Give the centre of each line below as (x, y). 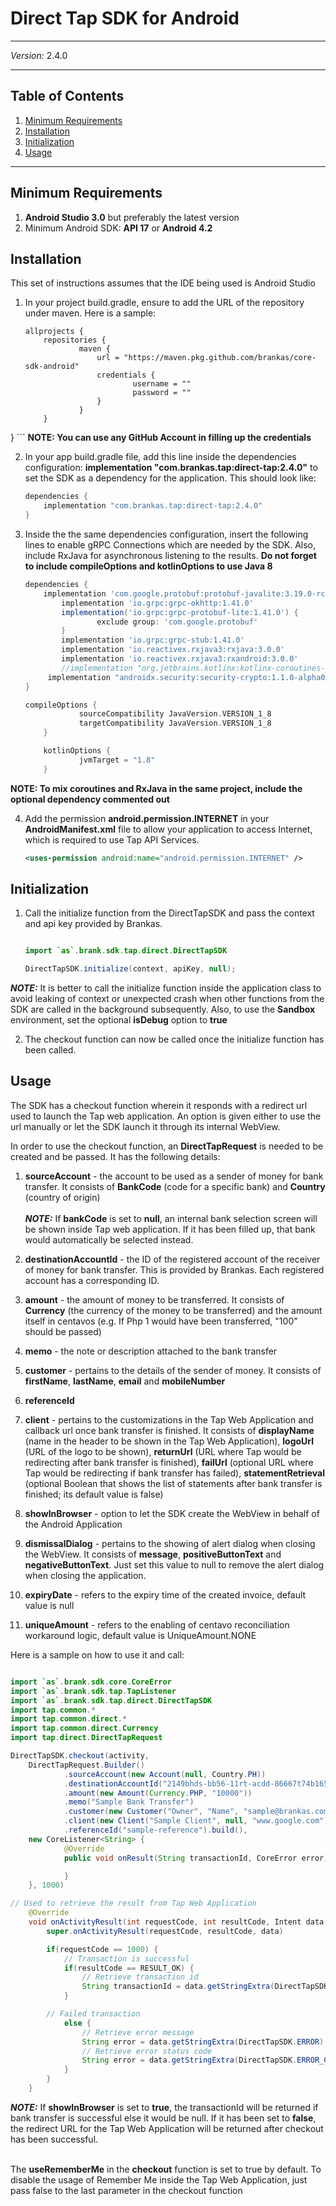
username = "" (162, 384)
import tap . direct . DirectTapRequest (86, 1738)
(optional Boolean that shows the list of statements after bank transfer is (173, 1483)
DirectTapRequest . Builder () (86, 1765)
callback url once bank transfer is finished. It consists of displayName (169, 1430)
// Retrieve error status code (147, 2051)
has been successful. (54, 2139)
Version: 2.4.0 (39, 55)
